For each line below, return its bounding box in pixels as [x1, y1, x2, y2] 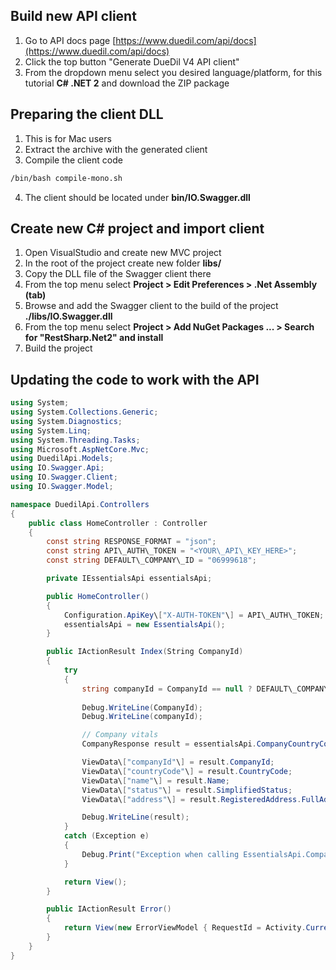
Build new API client [10, 8, 137, 25]
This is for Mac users [24, 132, 112, 144]
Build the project [24, 342, 93, 354]
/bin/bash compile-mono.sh [10, 173, 123, 183]
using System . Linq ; [10, 425, 92, 436]
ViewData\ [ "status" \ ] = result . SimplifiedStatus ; [81, 785, 293, 795]
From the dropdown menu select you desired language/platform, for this [24, 66, 323, 78]
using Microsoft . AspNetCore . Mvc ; [10, 444, 150, 454]
